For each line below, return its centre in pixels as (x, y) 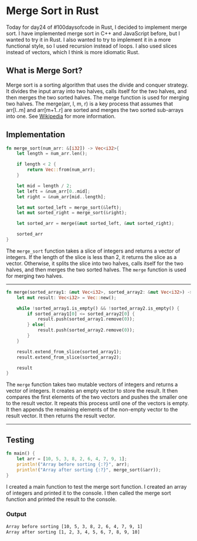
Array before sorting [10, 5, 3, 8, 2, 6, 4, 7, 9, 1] (74, 526)
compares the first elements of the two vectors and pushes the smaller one (97, 397)
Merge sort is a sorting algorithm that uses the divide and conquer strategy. (97, 85)
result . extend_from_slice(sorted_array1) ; (69, 351)
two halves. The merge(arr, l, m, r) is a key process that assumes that (90, 104)
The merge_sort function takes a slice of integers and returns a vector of (93, 251)
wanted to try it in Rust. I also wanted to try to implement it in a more (89, 39)
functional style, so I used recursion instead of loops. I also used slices (91, 46)
